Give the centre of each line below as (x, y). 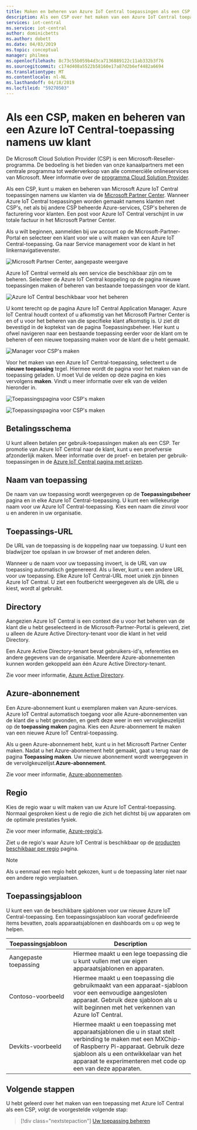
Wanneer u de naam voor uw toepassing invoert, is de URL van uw (86, 563)
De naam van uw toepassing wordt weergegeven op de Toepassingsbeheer (98, 494)
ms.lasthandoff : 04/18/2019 (40, 83)
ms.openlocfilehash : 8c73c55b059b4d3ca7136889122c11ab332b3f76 (85, 61)
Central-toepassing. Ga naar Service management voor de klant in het (91, 244)
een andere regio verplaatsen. (43, 878)
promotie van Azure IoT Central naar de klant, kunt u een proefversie (89, 449)
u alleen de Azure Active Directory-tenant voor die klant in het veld (86, 634)
